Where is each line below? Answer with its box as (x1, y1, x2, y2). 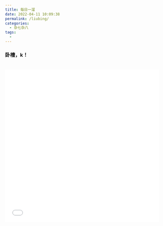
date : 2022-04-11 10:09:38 (5, 12, 60, 17)
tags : (5, 30, 16, 35)
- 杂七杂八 (9, 25, 29, 30)
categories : (5, 21, 29, 26)
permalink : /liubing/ (5, 16, 49, 21)
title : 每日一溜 (5, 7, 35, 12)
